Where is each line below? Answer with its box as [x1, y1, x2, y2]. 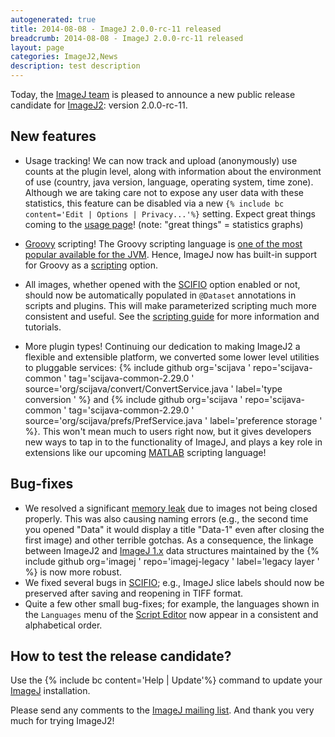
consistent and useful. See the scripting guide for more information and [24, 310, 320, 322]
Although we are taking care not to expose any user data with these [24, 186, 304, 198]
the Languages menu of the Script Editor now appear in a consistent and [24, 608, 319, 620]
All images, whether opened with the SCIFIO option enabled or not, [24, 278, 301, 290]
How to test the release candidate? [10, 648, 232, 665]
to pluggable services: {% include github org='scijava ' [24, 361, 252, 373]
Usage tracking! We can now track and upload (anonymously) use [24, 154, 298, 166]
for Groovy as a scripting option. [24, 259, 159, 271]
